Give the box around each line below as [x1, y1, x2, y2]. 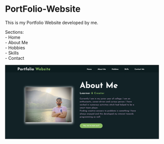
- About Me [5, 39, 28, 45]
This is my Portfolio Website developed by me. [5, 20, 99, 25]
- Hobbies [5, 45, 25, 50]
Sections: [5, 29, 24, 35]
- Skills [5, 50, 19, 56]
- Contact [5, 55, 24, 61]
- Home [5, 34, 20, 40]
